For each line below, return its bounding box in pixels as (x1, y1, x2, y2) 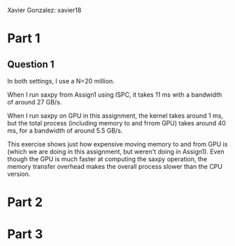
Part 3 (7, 226, 43, 242)
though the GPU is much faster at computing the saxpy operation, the (7, 155, 208, 163)
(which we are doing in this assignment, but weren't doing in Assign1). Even (7, 147, 225, 156)
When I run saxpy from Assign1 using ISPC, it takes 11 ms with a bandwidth (7, 90, 222, 99)
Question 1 (7, 58, 55, 70)
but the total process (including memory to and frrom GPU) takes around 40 (7, 119, 226, 127)
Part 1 (7, 31, 41, 46)
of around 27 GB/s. (7, 98, 62, 106)
